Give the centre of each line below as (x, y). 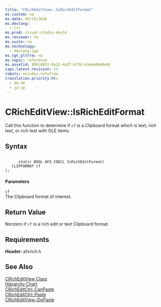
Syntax (16, 146)
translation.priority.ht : (32, 78)
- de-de (17, 83)
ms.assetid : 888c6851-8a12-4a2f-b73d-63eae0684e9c (58, 65)
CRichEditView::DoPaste (30, 300)
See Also (19, 267)
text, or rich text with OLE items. (38, 131)
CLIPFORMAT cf (26, 166)
